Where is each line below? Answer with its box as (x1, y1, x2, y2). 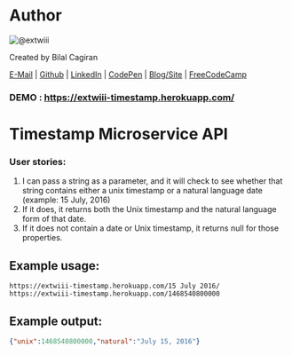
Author (9, 5, 62, 26)
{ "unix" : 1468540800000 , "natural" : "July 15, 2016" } (9, 336, 201, 346)
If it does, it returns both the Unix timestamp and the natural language (21, 204, 277, 215)
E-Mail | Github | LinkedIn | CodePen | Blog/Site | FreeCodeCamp (9, 68, 247, 80)
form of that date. (21, 214, 87, 225)
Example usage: (9, 258, 100, 273)
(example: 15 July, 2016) (21, 194, 111, 205)
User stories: (9, 155, 67, 168)
